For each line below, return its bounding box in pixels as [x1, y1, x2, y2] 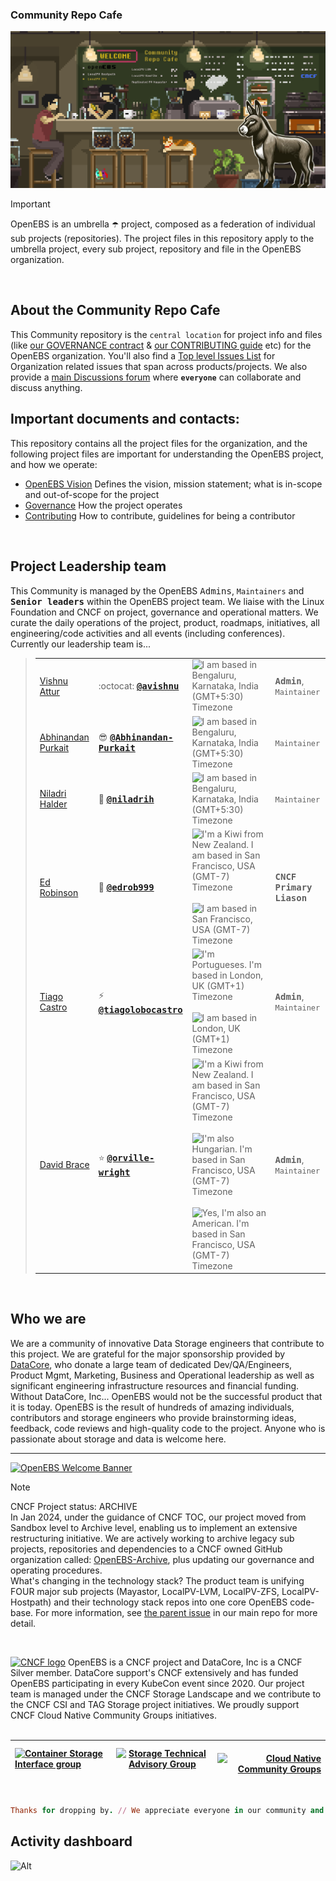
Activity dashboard [10, 1833, 133, 1850]
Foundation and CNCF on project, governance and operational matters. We [10, 606, 319, 618]
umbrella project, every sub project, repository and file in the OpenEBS [10, 243, 302, 255]
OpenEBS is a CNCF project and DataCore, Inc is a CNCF [67, 1656, 303, 1668]
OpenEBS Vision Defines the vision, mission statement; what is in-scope [24, 478, 323, 490]
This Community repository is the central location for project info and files [10, 328, 323, 340]
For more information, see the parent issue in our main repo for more [35, 1606, 318, 1618]
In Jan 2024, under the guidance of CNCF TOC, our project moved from [10, 1511, 307, 1523]
